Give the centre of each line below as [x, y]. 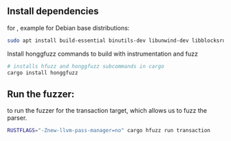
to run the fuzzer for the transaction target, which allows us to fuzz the [107, 111]
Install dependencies [53, 11]
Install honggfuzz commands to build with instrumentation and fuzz [102, 54]
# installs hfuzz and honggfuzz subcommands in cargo [86, 66]
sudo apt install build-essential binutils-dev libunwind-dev [98, 41]
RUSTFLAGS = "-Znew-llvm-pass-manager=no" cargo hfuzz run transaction [109, 131]
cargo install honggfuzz [43, 73]
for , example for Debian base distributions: [68, 28]
